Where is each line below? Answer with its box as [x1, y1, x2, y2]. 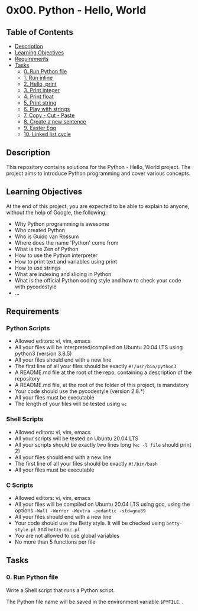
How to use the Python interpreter [14, 252, 98, 259]
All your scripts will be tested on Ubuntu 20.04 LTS [14, 435, 139, 442]
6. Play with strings [23, 106, 70, 112]
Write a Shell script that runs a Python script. [6, 586, 115, 594]
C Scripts [6, 481, 34, 489]
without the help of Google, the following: [6, 209, 107, 216]
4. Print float [23, 93, 54, 100]
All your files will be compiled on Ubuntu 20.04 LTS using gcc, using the [14, 500, 190, 508]
